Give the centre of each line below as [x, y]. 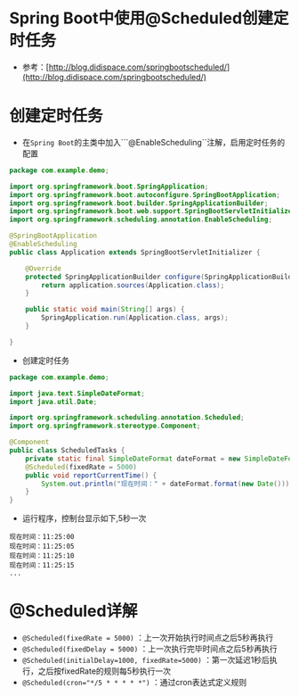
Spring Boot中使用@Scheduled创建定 [149, 18]
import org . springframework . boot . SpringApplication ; [109, 186]
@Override [44, 269]
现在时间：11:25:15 [42, 566]
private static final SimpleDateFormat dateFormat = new [133, 459]
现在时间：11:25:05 [42, 547]
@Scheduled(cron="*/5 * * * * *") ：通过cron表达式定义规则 [134, 683]
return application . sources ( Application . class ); [133, 285]
